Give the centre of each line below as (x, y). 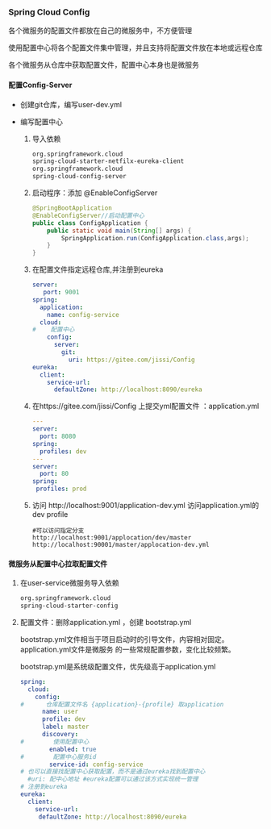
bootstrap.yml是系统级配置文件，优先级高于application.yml (118, 666)
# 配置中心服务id (58, 756)
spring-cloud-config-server (79, 177)
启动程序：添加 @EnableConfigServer (95, 193)
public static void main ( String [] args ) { (119, 231)
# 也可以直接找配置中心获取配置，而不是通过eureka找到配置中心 (113, 772)
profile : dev (64, 719)
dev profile (50, 514)
